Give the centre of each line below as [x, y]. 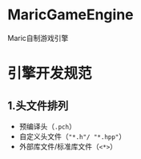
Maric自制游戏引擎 [38, 38]
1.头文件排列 [38, 106]
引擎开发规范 [50, 73]
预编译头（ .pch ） [48, 126]
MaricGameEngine [70, 15]
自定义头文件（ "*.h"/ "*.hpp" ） [73, 136]
